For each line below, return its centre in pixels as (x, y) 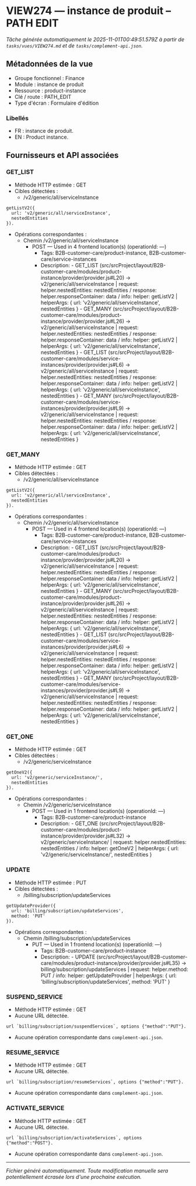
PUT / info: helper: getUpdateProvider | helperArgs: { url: (108, 975)
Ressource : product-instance (50, 90)
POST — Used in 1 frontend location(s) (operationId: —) (99, 811)
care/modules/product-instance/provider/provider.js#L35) (110, 963)
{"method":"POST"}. (30, 1143)
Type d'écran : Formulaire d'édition (57, 103)
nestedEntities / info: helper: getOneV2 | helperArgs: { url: (110, 849)
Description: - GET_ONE (69, 823)
